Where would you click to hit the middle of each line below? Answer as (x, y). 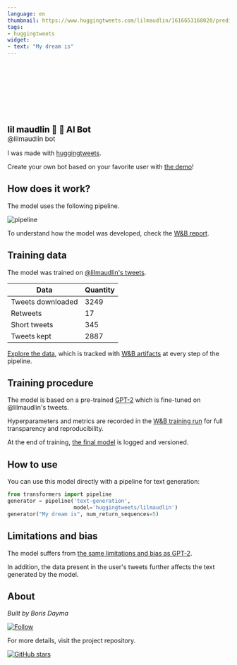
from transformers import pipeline (60, 494)
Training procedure (50, 383)
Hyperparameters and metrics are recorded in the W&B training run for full (115, 421)
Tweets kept (31, 336)
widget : (19, 40)
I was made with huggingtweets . (54, 153)
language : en (26, 14)
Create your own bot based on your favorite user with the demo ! (101, 167)
